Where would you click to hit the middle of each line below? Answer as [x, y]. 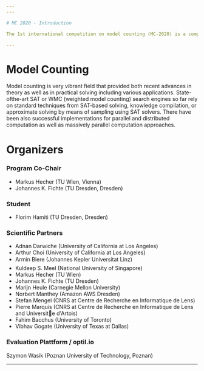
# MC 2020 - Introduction [39, 23]
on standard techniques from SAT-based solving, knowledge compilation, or [101, 106]
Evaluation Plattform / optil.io [50, 342]
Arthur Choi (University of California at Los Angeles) [80, 252]
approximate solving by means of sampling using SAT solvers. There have [99, 112]
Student [19, 204]
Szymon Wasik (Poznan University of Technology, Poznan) [80, 355]
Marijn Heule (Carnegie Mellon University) [68, 288]
